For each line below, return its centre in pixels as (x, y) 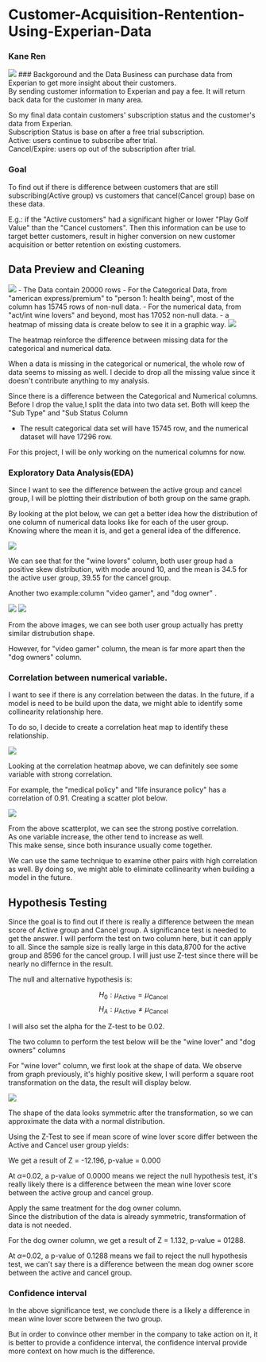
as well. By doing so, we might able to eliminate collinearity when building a (132, 869)
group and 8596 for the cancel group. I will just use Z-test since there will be (133, 955)
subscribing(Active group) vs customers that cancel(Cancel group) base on (132, 195)
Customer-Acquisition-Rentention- (126, 15)
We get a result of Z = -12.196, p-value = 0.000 (85, 1160)
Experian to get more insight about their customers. (93, 83)
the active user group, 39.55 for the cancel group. (90, 577)
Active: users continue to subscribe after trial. (83, 141)
